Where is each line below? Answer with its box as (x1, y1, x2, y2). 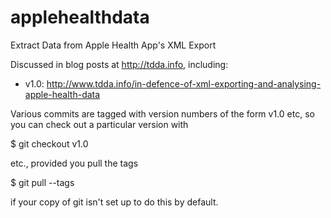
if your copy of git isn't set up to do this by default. (10, 196, 219, 208)
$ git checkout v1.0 (10, 137, 89, 150)
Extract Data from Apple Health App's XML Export (10, 39, 217, 51)
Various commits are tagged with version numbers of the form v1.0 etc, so (10, 107, 315, 120)
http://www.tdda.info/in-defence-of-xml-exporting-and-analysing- (46, 77, 322, 90)
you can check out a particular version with (10, 118, 189, 130)
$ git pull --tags (10, 176, 75, 188)
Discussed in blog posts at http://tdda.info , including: (10, 58, 229, 70)
